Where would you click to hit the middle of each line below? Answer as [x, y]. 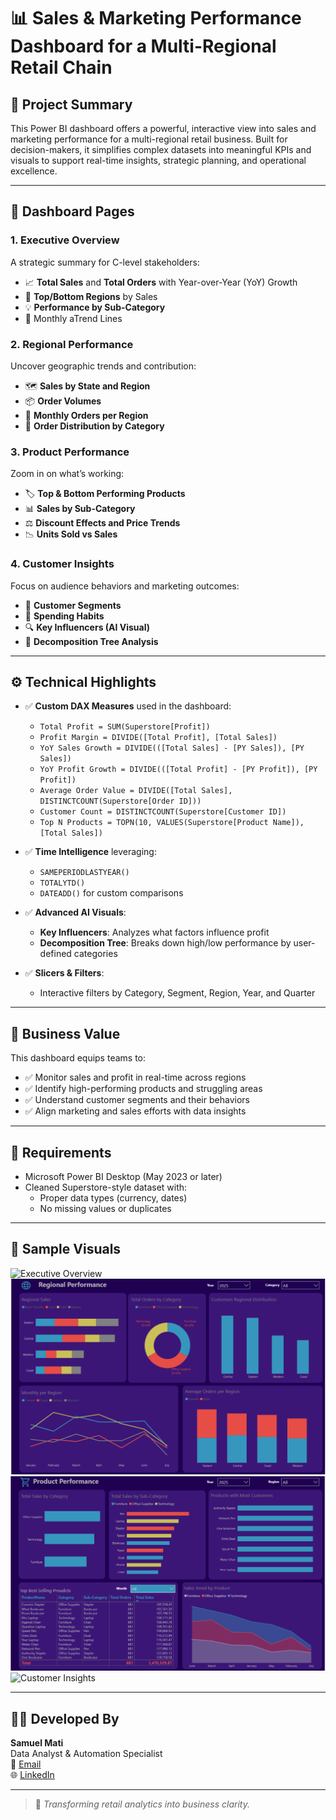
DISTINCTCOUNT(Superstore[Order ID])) [120, 801]
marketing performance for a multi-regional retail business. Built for [149, 139]
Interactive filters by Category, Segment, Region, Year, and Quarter [177, 993]
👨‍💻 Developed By [65, 1718]
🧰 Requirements [61, 1152]
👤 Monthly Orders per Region [86, 415]
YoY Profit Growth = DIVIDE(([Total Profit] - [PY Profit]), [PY [178, 770]
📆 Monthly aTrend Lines [73, 318]
